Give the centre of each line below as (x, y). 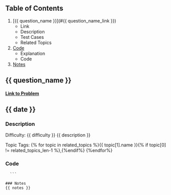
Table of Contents (34, 8)
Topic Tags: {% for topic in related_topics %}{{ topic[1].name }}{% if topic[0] (86, 145)
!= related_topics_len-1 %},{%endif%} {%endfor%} (59, 150)
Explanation (33, 53)
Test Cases (32, 37)
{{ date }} (20, 110)
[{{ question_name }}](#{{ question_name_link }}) (64, 20)
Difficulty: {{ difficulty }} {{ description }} (48, 135)
